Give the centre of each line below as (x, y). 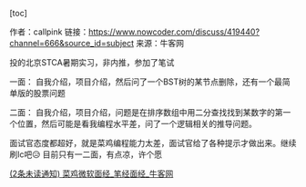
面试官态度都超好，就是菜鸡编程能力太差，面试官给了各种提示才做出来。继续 (153, 143)
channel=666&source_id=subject (72, 43)
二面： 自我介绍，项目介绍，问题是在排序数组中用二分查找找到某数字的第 (146, 112)
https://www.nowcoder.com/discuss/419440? (174, 32)
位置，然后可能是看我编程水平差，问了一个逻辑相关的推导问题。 (137, 123)
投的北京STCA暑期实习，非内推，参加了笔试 (92, 62)
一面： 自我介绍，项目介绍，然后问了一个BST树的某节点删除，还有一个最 (146, 82)
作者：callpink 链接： (49, 32)
